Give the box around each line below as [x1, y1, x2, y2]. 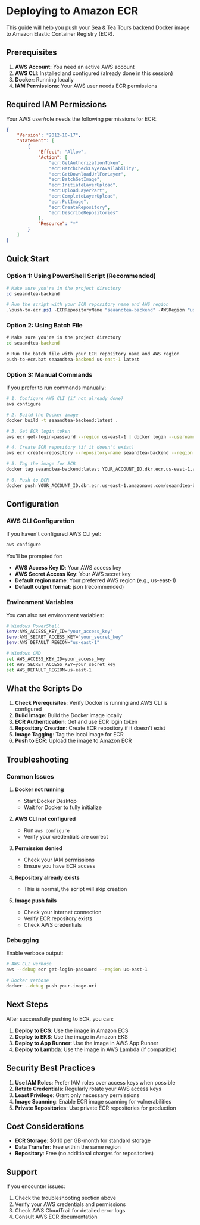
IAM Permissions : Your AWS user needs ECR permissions [14, 82, 158, 89]
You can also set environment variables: [6, 611, 104, 618]
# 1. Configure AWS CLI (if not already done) [6, 396, 124, 402]
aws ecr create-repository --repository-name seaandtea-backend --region [6, 450, 193, 456]
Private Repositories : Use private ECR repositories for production [14, 1104, 177, 1111]
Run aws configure [23, 827, 70, 834]
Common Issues [6, 772, 55, 780]
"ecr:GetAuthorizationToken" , [48, 160, 124, 166]
